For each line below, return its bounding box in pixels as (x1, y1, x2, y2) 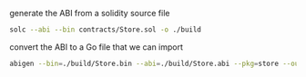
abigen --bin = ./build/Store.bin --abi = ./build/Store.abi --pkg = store (9, 59, 280, 68)
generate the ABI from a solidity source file (9, 8, 170, 18)
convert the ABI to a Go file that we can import (9, 41, 184, 53)
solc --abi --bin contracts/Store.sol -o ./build (9, 25, 202, 34)
